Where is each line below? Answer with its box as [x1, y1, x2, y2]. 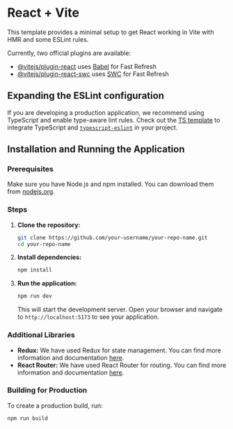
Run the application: [17, 279, 78, 288]
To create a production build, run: [7, 401, 103, 409]
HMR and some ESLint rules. [7, 35, 89, 43]
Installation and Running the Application [7, 143, 186, 155]
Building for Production [7, 385, 88, 395]
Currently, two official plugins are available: [7, 49, 131, 57]
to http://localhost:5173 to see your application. [17, 313, 160, 321]
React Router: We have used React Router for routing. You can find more [17, 361, 227, 369]
